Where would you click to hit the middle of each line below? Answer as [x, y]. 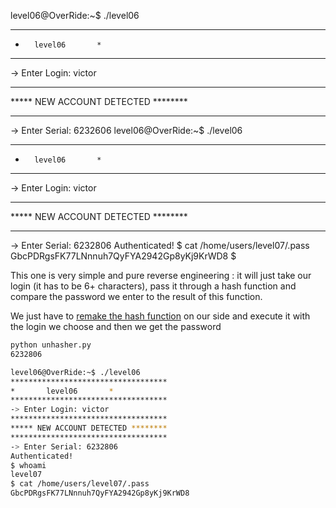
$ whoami [28, 465]
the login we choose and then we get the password [116, 326]
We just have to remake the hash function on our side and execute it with [160, 316]
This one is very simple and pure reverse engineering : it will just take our [161, 275]
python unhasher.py [51, 345]
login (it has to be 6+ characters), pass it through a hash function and [153, 286]
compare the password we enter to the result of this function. [136, 296]
